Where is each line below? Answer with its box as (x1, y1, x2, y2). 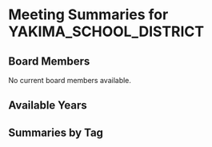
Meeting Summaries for (8, 6, 169, 24)
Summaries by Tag (8, 125, 104, 139)
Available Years (8, 98, 88, 113)
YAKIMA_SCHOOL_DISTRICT (8, 22, 205, 41)
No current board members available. (8, 76, 132, 85)
